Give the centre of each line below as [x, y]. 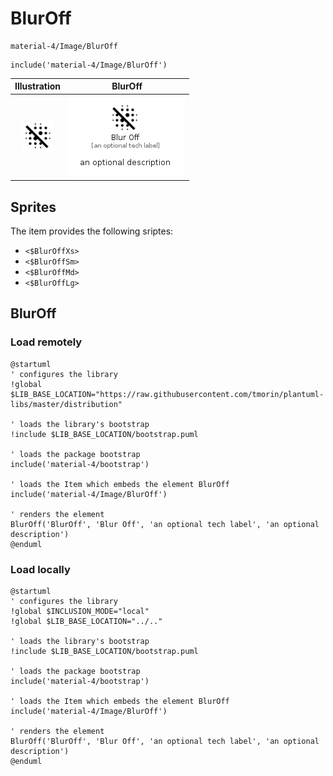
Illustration [38, 86]
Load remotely [46, 342]
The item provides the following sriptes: [92, 231]
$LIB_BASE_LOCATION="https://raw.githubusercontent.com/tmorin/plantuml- [167, 394]
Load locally [40, 569]
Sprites [33, 207]
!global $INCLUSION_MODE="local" [80, 611]
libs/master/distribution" [66, 404]
